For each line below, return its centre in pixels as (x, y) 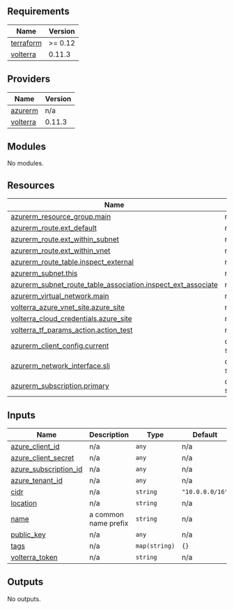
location (24, 503)
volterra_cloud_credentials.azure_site (71, 319)
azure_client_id (36, 447)
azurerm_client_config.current (60, 346)
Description (109, 435)
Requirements (38, 12)
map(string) (155, 546)
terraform (26, 43)
